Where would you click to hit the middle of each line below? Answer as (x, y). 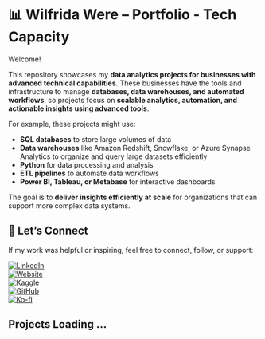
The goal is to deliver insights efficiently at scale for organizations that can (133, 197)
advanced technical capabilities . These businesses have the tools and (125, 83)
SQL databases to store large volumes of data (95, 139)
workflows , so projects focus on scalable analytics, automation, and (123, 100)
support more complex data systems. (69, 205)
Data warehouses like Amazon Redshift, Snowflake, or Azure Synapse (135, 148)
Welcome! (25, 59)
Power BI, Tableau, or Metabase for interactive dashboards (117, 181)
